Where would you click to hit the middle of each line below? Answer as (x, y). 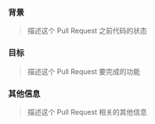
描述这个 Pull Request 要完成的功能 (84, 71)
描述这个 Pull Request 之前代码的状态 (87, 31)
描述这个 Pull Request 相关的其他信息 (87, 112)
